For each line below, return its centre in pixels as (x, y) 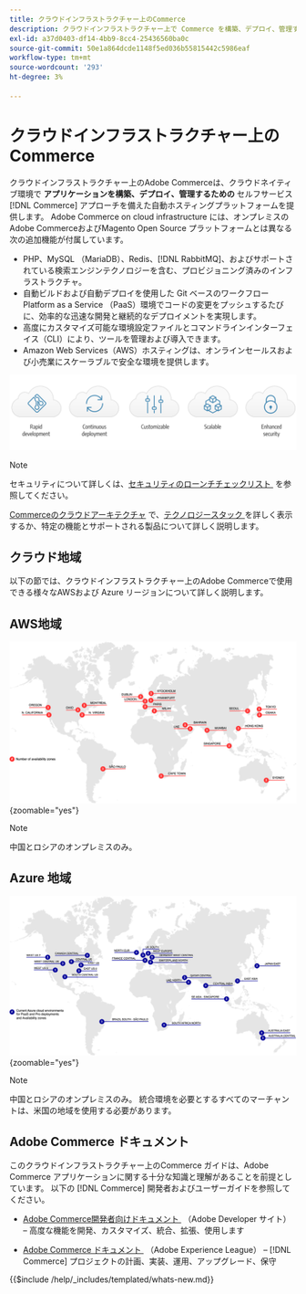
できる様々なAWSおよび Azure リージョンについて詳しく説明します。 (139, 593)
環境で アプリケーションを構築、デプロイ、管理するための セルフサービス (155, 194)
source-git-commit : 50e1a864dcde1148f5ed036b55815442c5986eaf (130, 48)
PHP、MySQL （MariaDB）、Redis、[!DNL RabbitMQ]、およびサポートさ (158, 258)
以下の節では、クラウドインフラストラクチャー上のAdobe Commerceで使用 (151, 581)
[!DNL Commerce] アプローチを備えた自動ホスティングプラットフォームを (148, 205)
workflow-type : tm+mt (51, 58)
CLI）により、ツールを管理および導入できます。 (136, 339)
